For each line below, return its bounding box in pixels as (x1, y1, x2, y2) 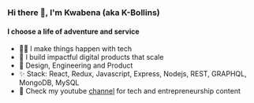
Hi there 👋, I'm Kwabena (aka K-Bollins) (7, 7, 160, 18)
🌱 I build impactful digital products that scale (18, 53, 164, 62)
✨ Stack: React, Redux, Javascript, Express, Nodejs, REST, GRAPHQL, (18, 69, 247, 79)
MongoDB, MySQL (18, 78, 80, 87)
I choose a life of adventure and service (7, 27, 140, 36)
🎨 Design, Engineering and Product (18, 61, 133, 70)
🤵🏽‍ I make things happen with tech (18, 44, 133, 53)
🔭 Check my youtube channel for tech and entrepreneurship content (18, 86, 241, 96)
